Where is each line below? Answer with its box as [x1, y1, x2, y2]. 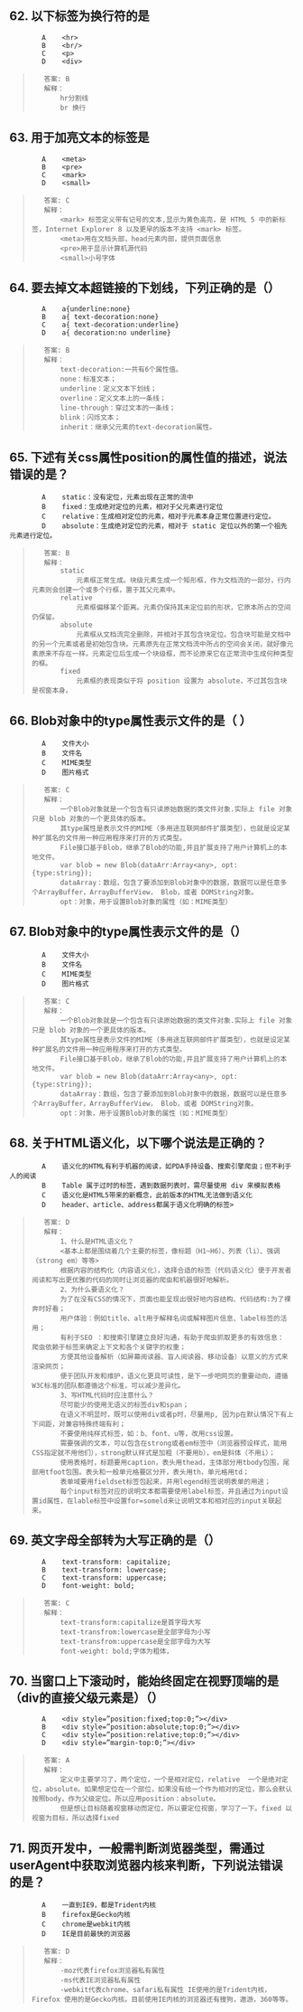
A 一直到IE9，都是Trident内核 [41, 1901, 156, 1910]
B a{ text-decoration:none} [41, 313, 160, 322]
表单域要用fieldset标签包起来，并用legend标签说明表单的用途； [60, 1477, 271, 1486]
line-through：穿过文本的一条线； [60, 403, 176, 413]
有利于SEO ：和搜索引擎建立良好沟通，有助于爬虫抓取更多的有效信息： [60, 1333, 285, 1342]
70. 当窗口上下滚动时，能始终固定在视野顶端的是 [9, 1673, 280, 1688]
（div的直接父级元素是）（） [9, 1690, 164, 1705]
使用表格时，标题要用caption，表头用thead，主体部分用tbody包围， [60, 1458, 284, 1467]
